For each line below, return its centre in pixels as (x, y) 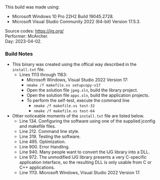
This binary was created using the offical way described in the (74, 65)
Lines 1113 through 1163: (43, 75)
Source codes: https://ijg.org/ (34, 31)
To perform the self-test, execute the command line (78, 100)
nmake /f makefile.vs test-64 (64, 111)
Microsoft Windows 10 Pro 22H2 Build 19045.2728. (63, 16)
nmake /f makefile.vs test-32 (64, 106)
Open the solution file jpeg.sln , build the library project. (82, 90)
